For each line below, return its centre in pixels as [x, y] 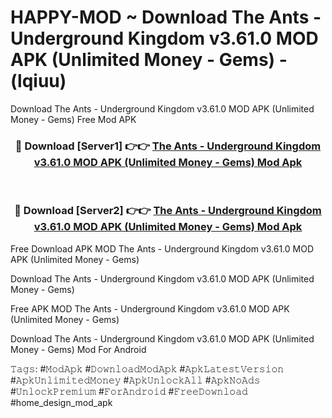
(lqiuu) [38, 81]
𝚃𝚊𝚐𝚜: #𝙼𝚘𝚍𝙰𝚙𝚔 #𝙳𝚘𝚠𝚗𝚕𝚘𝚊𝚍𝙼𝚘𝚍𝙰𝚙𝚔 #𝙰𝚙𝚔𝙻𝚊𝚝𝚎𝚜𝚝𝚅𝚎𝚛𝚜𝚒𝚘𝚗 [147, 368]
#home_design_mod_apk [61, 402]
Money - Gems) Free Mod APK [73, 119]
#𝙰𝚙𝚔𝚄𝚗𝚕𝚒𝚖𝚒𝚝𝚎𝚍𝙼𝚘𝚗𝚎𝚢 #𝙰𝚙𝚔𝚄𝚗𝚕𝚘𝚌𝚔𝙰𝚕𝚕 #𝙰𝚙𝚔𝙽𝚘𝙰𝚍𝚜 [135, 380]
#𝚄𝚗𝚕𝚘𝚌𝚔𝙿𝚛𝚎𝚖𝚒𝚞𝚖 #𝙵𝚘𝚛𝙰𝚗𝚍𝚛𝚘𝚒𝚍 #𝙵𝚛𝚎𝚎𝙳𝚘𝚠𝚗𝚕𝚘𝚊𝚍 [129, 391]
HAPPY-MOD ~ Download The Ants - [166, 17]
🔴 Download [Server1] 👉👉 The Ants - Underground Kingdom [168, 146]
